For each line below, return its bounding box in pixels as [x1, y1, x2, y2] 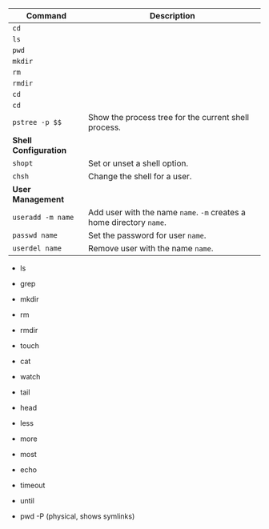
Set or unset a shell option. [87, 158, 189, 169]
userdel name [12, 244, 62, 253]
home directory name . [87, 217, 167, 227]
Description [149, 10, 195, 21]
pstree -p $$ [12, 118, 62, 126]
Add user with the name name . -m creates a [87, 207, 246, 218]
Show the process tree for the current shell [87, 112, 250, 122]
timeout [19, 480, 46, 490]
